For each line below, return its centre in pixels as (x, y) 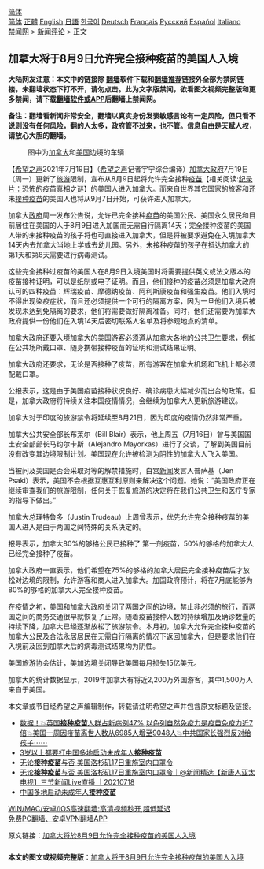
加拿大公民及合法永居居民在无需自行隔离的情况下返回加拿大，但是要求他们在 (132, 636)
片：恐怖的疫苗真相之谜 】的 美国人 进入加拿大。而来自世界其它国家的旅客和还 (132, 188)
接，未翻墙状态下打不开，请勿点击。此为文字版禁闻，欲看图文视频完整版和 (128, 89)
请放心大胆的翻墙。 (39, 135)
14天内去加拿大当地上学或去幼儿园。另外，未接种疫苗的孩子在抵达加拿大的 (129, 244)
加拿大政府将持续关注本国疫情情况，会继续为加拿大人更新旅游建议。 (132, 401)
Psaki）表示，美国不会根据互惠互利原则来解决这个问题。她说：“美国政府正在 (132, 480)
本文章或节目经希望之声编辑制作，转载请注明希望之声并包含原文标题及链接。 (132, 706)
